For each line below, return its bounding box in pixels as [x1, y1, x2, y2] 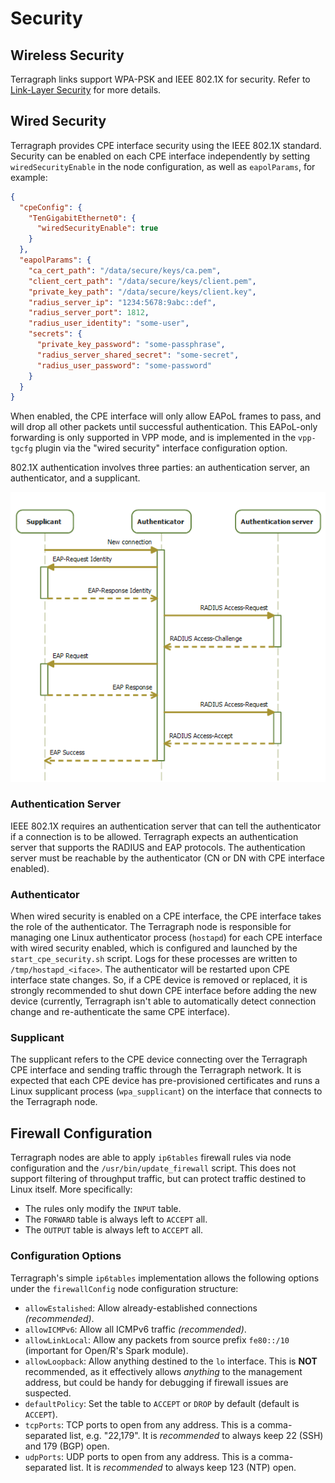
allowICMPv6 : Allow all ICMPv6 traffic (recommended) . [24, 1323, 247, 1335]
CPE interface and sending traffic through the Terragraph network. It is [10, 1064, 302, 1076]
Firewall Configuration [10, 1125, 153, 1142]
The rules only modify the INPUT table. [24, 1203, 182, 1215]
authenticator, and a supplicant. [10, 472, 141, 484]
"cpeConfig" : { [19, 202, 83, 212]
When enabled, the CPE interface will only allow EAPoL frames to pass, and [10, 410, 322, 422]
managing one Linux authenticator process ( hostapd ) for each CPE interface [10, 932, 323, 944]
